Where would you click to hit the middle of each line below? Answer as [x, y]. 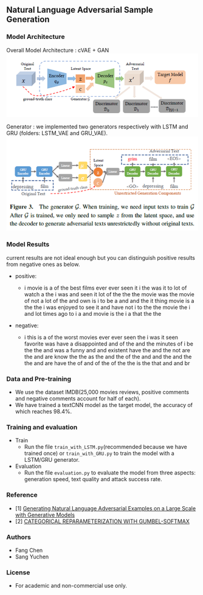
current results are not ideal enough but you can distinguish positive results [101, 257]
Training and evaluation [42, 427]
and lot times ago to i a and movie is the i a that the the [93, 313]
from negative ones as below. [43, 264]
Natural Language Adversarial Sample [80, 10]
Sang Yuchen [32, 557]
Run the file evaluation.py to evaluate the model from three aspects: [110, 473]
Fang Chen [29, 550]
